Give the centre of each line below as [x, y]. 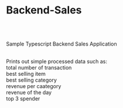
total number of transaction [39, 67]
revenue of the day [29, 92]
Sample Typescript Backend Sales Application [61, 44]
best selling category [32, 80]
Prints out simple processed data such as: [57, 61]
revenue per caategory [34, 86]
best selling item [26, 74]
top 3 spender [23, 98]
